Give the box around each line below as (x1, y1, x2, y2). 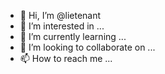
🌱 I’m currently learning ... (19, 31, 127, 42)
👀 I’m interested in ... (19, 20, 105, 32)
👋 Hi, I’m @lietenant (19, 10, 102, 21)
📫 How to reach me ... (19, 53, 113, 64)
